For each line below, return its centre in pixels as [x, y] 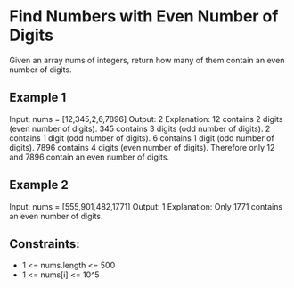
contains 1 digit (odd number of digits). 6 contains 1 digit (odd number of [142, 138]
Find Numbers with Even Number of [144, 16]
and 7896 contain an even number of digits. [90, 157]
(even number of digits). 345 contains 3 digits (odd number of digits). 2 [140, 128]
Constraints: [45, 244]
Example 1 [38, 98]
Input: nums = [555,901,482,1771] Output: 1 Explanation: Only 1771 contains [146, 206]
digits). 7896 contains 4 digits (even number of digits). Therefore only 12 [142, 147]
